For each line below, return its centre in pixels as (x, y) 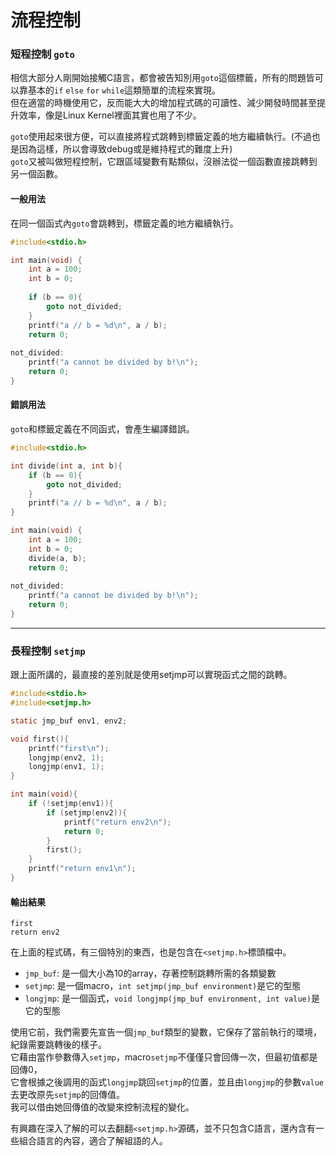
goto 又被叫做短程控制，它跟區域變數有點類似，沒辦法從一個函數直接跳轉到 (164, 162)
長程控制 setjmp (48, 651)
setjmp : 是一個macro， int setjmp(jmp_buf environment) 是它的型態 (163, 986)
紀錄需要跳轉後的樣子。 (58, 1045)
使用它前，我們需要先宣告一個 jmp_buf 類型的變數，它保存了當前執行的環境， (166, 1032)
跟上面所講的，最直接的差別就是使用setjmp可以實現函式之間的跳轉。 (151, 675)
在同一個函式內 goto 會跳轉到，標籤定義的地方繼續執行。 (124, 223)
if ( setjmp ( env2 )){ (87, 812)
